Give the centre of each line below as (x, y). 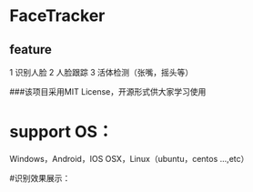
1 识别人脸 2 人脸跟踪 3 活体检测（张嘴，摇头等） (101, 72)
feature (31, 50)
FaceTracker (57, 16)
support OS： (61, 132)
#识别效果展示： (40, 177)
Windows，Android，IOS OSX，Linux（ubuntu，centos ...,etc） (129, 158)
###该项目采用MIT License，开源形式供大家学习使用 (108, 91)
